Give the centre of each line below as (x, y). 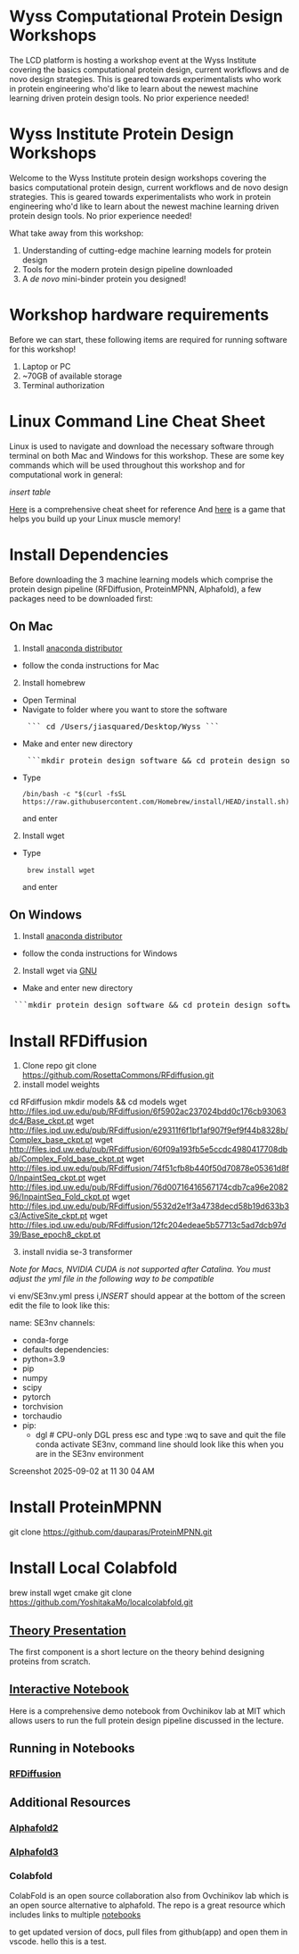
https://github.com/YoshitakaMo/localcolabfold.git (101, 1602)
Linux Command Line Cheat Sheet (137, 421)
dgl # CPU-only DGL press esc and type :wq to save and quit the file (161, 1435)
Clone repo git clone (59, 1066)
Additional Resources (70, 1803)
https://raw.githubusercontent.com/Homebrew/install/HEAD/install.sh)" (158, 802)
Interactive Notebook (69, 1689)
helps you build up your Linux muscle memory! (95, 519)
